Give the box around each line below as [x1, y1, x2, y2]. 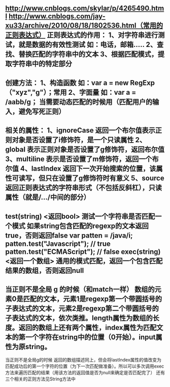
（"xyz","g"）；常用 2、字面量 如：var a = [5, 88, 137, 96]
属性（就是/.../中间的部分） [5, 193, 90, 202]
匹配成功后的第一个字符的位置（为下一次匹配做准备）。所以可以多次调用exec [5, 363, 164, 369]
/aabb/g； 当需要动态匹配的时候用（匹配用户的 [5, 97, 153, 106]
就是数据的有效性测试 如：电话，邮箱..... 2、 [18, 40, 157, 49]
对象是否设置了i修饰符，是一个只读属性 [12, 136, 134, 144]
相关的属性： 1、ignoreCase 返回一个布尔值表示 [5, 126, 156, 135]
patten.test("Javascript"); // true [5, 239, 111, 248]
